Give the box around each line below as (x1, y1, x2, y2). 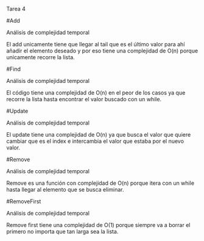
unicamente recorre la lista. (6, 54, 75, 60)
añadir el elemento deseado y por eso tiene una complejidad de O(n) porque (6, 47, 199, 54)
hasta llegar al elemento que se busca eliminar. (6, 186, 124, 193)
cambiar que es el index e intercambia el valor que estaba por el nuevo (6, 137, 185, 145)
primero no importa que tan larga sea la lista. (6, 228, 119, 235)
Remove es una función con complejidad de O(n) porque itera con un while (6, 179, 195, 187)
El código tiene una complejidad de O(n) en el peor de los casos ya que (6, 89, 186, 96)
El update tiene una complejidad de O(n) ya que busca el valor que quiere (6, 131, 191, 138)
